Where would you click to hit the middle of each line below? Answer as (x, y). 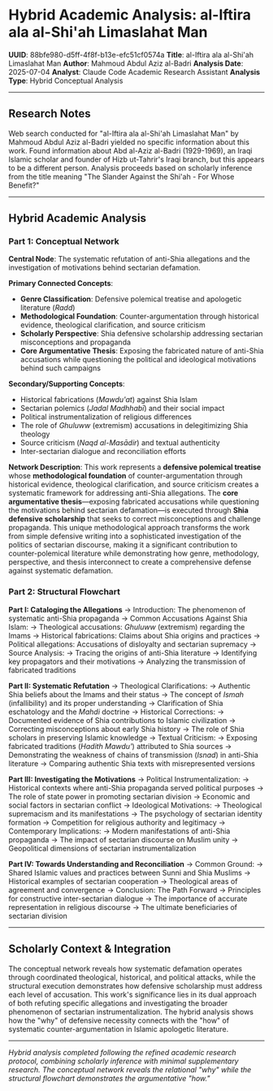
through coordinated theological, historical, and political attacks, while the (132, 977)
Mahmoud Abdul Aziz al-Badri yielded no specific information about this (129, 142)
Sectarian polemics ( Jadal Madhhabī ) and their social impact (122, 409)
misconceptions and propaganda (76, 342)
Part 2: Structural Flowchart (64, 592)
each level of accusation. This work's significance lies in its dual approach (133, 994)
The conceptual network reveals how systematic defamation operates (125, 968)
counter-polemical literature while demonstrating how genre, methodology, (134, 553)
